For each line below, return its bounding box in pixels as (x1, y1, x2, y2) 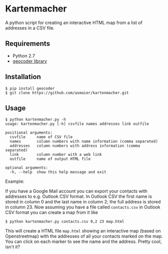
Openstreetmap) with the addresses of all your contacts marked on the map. (5, 233, 163, 239)
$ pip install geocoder (5, 86, 55, 91)
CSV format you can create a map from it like (5, 209, 98, 215)
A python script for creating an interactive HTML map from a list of (5, 20, 143, 26)
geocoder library (12, 58, 48, 64)
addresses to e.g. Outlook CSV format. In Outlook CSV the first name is (5, 193, 152, 199)
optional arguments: (5, 165, 49, 170)
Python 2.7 (12, 53, 35, 59)
